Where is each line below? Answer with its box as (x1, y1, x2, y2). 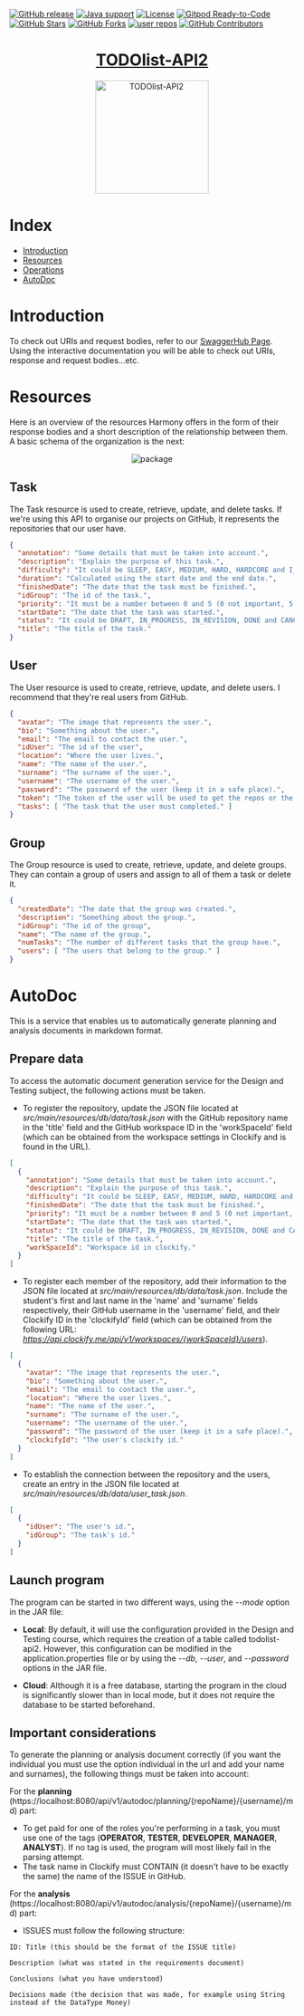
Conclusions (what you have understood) (9, 1974, 165, 1983)
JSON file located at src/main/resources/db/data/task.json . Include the (22, 1286, 288, 1297)
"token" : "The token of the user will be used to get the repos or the (17, 793, 294, 802)
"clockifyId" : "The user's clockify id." (25, 1435, 184, 1445)
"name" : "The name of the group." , (17, 929, 152, 939)
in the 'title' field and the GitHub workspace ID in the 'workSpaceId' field (22, 1121, 292, 1132)
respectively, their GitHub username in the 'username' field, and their (22, 1305, 280, 1316)
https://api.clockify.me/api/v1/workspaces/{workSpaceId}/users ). (22, 1334, 269, 1345)
